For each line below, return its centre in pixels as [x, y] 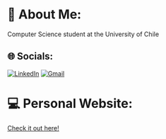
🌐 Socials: [30, 56]
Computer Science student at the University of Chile [83, 34]
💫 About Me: [45, 15]
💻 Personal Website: [70, 103]
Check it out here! [34, 128]
